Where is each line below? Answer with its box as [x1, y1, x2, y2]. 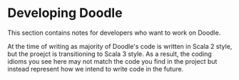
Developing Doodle [7, 5, 123, 21]
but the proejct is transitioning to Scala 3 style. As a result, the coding [7, 50, 212, 58]
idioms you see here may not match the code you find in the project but [7, 57, 218, 65]
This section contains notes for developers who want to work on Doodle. [7, 28, 221, 37]
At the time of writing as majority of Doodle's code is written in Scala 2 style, [7, 42, 233, 50]
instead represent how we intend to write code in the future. [7, 64, 184, 73]
